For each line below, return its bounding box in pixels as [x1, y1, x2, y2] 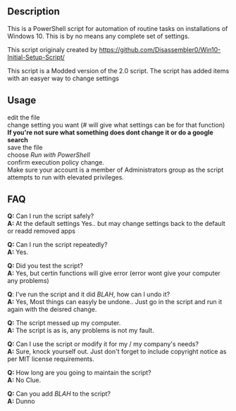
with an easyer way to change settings [7, 74, 120, 82]
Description [7, 6, 60, 18]
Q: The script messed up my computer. [7, 319, 121, 327]
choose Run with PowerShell [7, 151, 90, 159]
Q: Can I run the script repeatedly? [7, 241, 108, 249]
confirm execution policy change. [7, 158, 104, 166]
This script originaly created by [7, 45, 98, 53]
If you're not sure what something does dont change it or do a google [7, 128, 213, 137]
